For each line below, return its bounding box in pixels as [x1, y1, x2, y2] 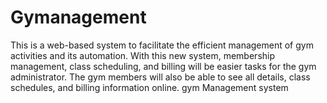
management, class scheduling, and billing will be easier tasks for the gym [10, 60, 317, 72]
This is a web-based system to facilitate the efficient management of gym [10, 39, 314, 51]
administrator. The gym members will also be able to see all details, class [10, 71, 311, 83]
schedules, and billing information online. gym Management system [10, 81, 289, 93]
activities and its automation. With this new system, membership [10, 49, 276, 61]
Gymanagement [10, 6, 147, 29]
